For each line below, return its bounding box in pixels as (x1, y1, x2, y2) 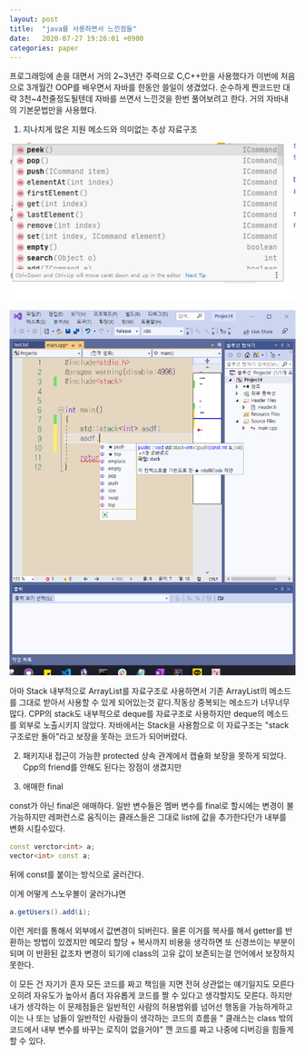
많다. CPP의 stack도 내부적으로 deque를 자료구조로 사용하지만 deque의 (9, 708, 265, 719)
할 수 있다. (9, 1036, 46, 1047)
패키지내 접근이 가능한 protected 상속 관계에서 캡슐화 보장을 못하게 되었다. (22, 750, 287, 761)
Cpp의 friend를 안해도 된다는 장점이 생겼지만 (22, 761, 182, 772)
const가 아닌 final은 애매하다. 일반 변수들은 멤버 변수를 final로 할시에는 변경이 (9, 800, 284, 811)
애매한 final (22, 781, 64, 791)
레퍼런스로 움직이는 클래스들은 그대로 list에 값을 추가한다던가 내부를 (48, 811, 288, 822)
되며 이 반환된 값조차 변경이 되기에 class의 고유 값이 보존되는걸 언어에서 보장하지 (9, 948, 295, 959)
